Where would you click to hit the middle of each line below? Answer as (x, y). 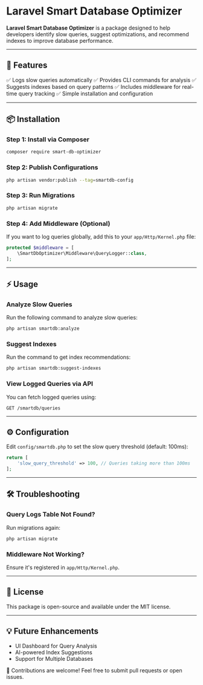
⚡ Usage (22, 284)
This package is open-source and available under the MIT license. (89, 606)
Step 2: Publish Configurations (52, 167)
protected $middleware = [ (40, 248)
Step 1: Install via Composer (48, 140)
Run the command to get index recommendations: (69, 357)
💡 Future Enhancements (52, 632)
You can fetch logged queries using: (51, 397)
